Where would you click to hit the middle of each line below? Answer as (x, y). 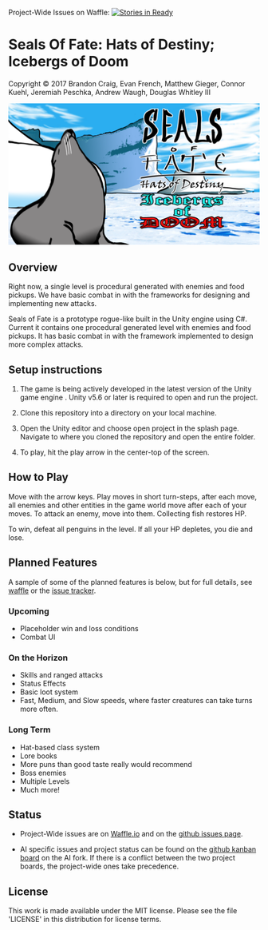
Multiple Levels (45, 781)
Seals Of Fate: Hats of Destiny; (112, 45)
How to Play (39, 477)
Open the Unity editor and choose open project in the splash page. (129, 428)
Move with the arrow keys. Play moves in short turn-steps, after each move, (133, 496)
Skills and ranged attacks (61, 675)
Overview (33, 267)
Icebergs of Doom (69, 62)
